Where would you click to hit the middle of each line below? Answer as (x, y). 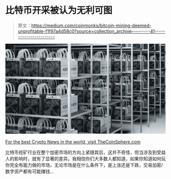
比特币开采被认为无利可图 (59, 10)
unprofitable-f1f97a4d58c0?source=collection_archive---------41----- (91, 31)
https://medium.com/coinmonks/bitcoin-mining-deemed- (91, 25)
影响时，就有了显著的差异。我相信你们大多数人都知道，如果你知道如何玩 (90, 159)
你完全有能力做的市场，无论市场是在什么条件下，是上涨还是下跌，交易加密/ (84, 165)
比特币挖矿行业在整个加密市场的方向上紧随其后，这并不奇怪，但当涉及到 (81, 153)
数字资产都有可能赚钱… (30, 171)
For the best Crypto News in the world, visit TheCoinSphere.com (73, 142)
